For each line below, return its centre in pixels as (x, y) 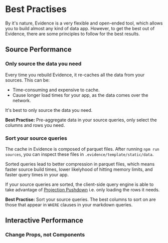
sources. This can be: (28, 80)
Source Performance (38, 49)
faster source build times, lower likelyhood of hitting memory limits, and (79, 169)
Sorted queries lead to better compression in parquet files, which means (80, 164)
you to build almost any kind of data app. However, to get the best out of (80, 28)
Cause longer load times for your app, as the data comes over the (80, 95)
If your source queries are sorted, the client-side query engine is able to (79, 184)
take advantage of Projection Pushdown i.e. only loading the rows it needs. (82, 189)
